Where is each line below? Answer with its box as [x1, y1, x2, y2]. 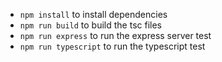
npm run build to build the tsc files [19, 19, 162, 31]
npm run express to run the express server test [19, 30, 212, 41]
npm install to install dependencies [19, 9, 168, 20]
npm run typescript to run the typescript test [19, 40, 206, 52]
